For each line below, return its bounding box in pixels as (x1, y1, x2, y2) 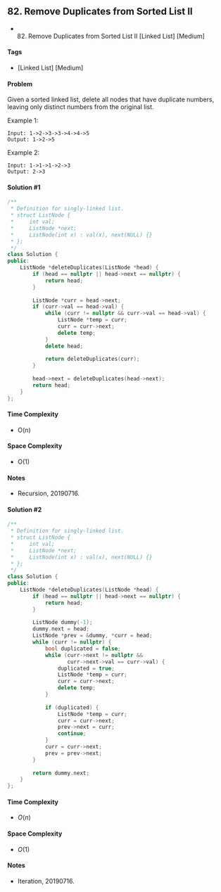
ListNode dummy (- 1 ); (32, 619, 93, 626)
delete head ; (44, 343, 83, 350)
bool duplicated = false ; (44, 645, 121, 652)
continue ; (57, 730, 87, 737)
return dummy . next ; (32, 770, 90, 777)
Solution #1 (7, 183, 41, 191)
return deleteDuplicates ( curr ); (44, 355, 140, 363)
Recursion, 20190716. (17, 489, 80, 498)
